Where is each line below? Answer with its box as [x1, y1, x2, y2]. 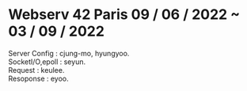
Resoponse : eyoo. [8, 74, 69, 83]
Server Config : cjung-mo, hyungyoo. [8, 48, 130, 58]
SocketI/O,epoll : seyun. [8, 57, 85, 66]
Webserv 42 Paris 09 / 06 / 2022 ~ [8, 6, 241, 24]
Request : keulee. [8, 65, 65, 74]
